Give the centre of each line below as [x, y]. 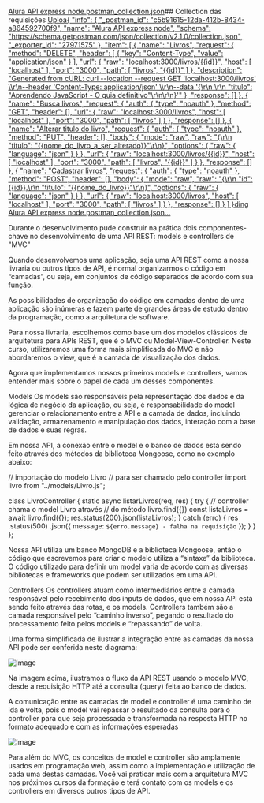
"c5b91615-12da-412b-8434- [197, 20]
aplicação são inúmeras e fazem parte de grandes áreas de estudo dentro [128, 308]
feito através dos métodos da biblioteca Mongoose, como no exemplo [121, 454]
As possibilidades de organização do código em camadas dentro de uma [126, 300]
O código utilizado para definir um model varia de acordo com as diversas [128, 566]
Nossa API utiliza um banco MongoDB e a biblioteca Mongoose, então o [125, 550]
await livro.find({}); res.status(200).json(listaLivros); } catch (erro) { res [123, 517]
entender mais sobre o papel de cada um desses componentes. [112, 381]
